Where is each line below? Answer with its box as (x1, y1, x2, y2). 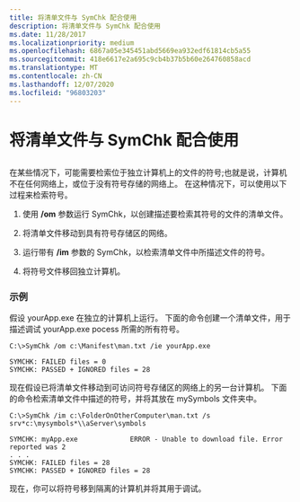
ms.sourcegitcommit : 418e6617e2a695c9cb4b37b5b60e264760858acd (9, 55, 251, 64)
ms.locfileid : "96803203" (9, 88, 106, 97)
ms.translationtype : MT (9, 64, 99, 73)
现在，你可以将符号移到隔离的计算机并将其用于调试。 (9, 483, 207, 494)
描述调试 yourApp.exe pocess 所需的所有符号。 (9, 324, 184, 335)
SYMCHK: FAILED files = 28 (9, 459, 110, 468)
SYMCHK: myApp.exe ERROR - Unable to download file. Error (9, 435, 283, 445)
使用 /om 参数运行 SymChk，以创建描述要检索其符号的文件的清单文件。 (22, 208, 288, 220)
